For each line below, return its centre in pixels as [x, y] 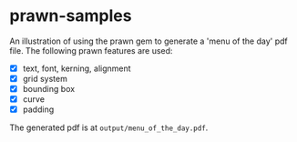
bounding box [49, 89]
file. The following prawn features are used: [91, 50]
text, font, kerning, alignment [77, 68]
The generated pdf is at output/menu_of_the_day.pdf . [109, 127]
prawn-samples [71, 16]
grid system [45, 79]
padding [38, 109]
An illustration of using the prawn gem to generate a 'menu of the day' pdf [149, 41]
